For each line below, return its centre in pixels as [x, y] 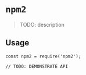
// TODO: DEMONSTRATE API [37, 66]
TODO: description [42, 24]
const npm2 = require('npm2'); [43, 56]
